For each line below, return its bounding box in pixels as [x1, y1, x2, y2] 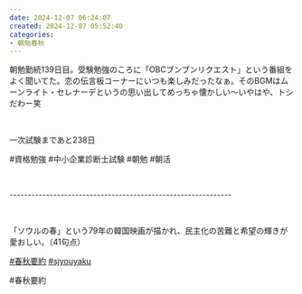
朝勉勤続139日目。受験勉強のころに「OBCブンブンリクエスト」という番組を [9, 64, 293, 75]
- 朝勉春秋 [9, 38, 45, 48]
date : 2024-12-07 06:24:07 [9, 13, 111, 23]
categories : [9, 30, 54, 39]
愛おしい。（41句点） [9, 236, 86, 248]
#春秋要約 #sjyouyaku [9, 256, 92, 267]
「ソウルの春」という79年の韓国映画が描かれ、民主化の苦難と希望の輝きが [9, 225, 288, 236]
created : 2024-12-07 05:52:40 [9, 22, 124, 31]
